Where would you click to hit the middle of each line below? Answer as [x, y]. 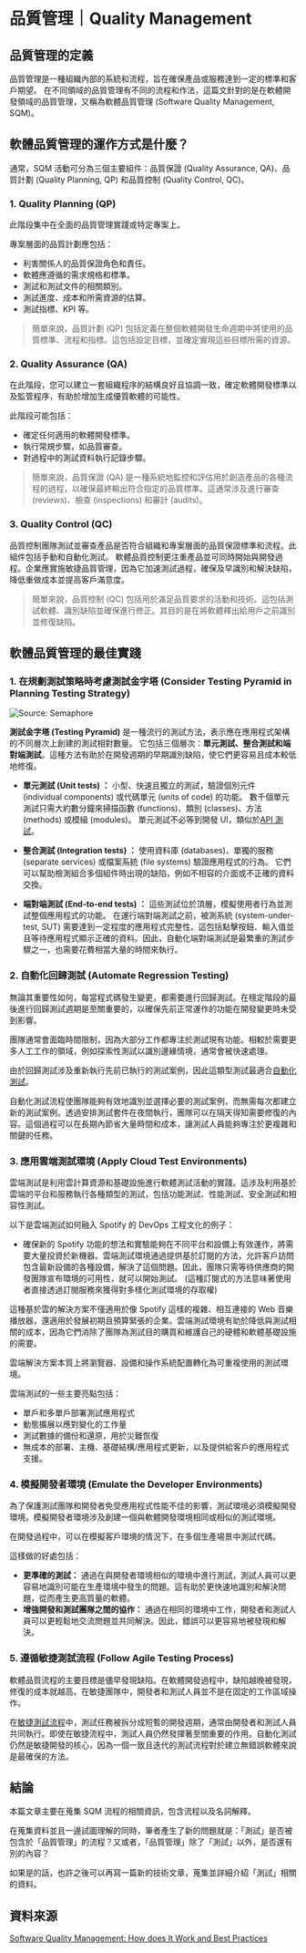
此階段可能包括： [41, 416]
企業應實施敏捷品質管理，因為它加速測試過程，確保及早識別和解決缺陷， [161, 568]
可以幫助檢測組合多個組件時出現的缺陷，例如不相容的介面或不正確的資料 [158, 873]
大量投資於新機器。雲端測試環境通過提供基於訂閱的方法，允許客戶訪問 [162, 1255]
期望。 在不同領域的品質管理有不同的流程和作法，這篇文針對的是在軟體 [150, 90]
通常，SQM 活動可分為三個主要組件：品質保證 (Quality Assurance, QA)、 [146, 168]
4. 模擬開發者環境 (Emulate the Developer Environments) [136, 1484]
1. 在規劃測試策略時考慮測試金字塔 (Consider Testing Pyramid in [151, 682]
